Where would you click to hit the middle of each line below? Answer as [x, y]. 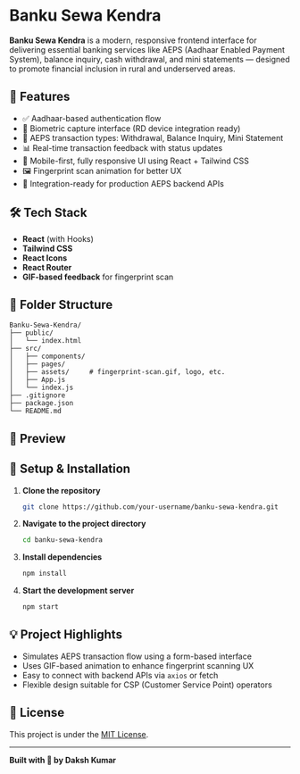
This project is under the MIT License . [79, 734]
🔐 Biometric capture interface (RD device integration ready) [131, 128]
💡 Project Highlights [66, 635]
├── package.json [42, 404]
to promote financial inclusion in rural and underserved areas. [122, 69]
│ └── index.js [42, 388]
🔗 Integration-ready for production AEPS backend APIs [123, 183]
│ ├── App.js [37, 380]
